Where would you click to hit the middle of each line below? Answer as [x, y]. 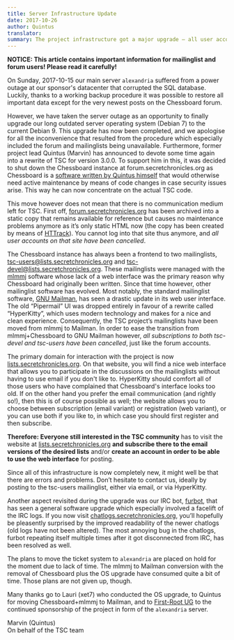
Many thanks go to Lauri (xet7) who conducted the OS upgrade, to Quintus [114, 595]
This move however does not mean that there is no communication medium [115, 204]
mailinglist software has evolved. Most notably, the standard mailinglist [109, 291]
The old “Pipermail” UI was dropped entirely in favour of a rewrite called [110, 306]
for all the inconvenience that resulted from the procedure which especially [115, 138]
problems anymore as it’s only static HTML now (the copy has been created [116, 226]
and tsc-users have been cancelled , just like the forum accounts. [117, 343]
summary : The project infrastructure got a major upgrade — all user [110, 40]
